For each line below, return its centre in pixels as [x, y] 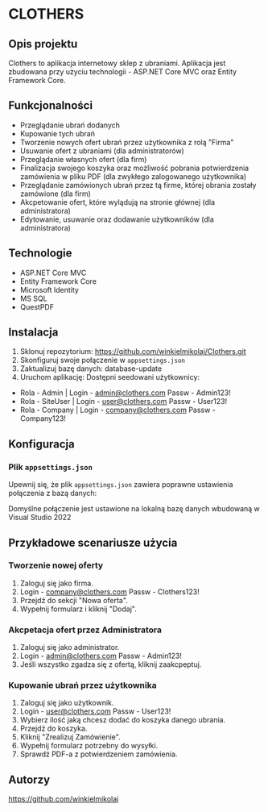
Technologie [40, 254]
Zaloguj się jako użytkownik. [67, 703]
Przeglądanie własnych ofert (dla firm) [83, 159]
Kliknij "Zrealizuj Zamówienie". [70, 737]
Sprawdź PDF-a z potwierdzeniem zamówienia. [99, 754]
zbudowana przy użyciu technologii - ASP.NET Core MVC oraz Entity [123, 72]
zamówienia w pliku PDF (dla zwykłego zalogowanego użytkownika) [133, 176]
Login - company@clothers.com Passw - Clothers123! [109, 591]
